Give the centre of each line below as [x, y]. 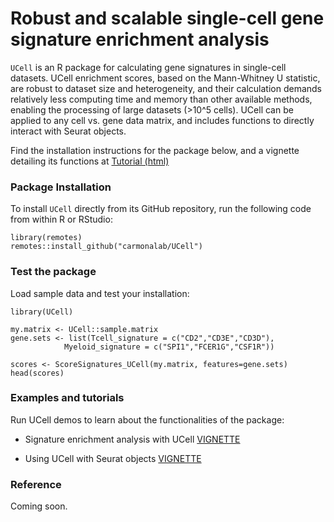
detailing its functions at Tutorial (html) [90, 161]
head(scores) [37, 373]
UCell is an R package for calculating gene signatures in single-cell [148, 67]
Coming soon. [39, 506]
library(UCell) [42, 312]
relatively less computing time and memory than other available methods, [161, 99]
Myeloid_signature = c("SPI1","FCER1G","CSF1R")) [169, 347]
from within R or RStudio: [61, 219]
